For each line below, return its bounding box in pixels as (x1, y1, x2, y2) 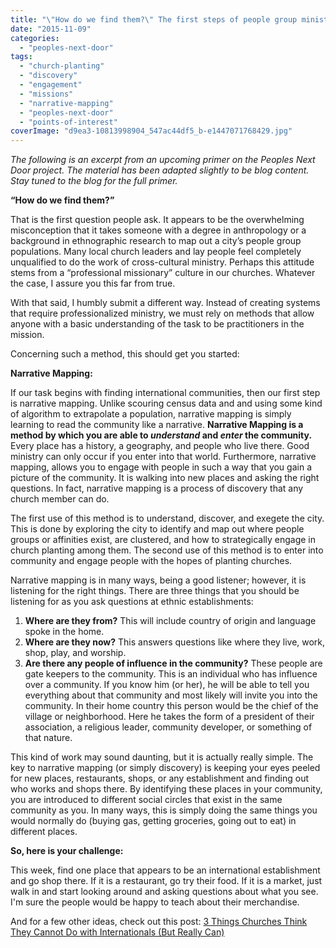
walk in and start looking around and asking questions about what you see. (10, 886, 319, 898)
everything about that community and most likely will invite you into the (24, 689, 318, 701)
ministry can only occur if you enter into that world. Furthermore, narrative (10, 451, 317, 463)
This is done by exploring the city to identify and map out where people (10, 523, 305, 535)
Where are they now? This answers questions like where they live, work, (24, 636, 326, 648)
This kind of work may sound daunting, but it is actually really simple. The (10, 751, 314, 763)
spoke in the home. (24, 626, 105, 638)
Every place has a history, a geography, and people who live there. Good (10, 440, 310, 452)
